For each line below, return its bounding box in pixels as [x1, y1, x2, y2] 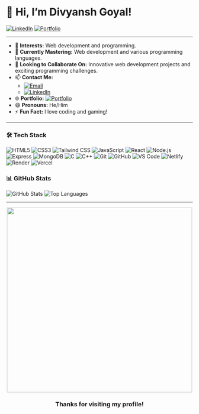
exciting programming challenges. [14, 67, 98, 74]
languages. [14, 54, 43, 62]
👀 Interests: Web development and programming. [14, 41, 136, 49]
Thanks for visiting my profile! [55, 400, 144, 409]
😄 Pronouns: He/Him [14, 101, 68, 108]
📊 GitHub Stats [6, 174, 52, 183]
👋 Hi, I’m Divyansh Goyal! [6, 5, 132, 19]
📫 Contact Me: [14, 73, 53, 80]
